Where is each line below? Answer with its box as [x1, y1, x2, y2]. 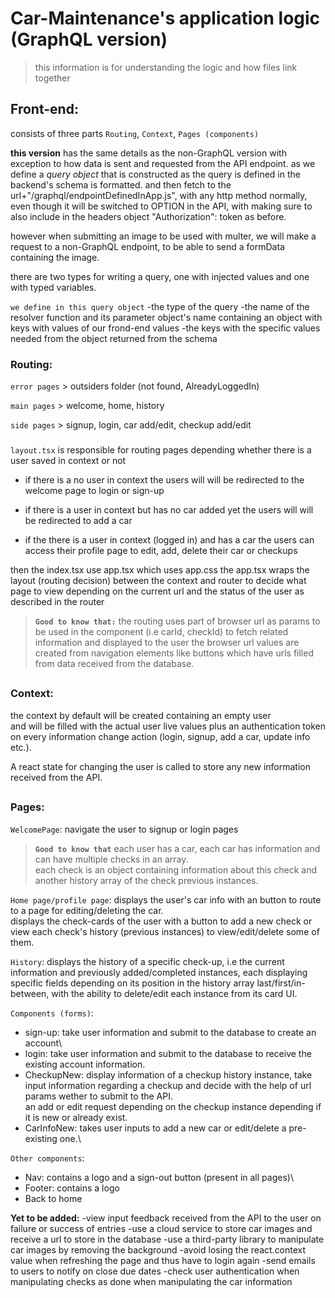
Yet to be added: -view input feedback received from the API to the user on [10, 1212, 322, 1224]
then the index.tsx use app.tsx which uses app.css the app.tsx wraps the [10, 563, 310, 576]
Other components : [10, 1152, 85, 1164]
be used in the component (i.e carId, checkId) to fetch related [34, 625, 289, 637]
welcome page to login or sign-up [24, 484, 165, 496]
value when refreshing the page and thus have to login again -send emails [10, 1254, 316, 1266]
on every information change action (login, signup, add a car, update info [10, 730, 311, 742]
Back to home [24, 1192, 83, 1204]
